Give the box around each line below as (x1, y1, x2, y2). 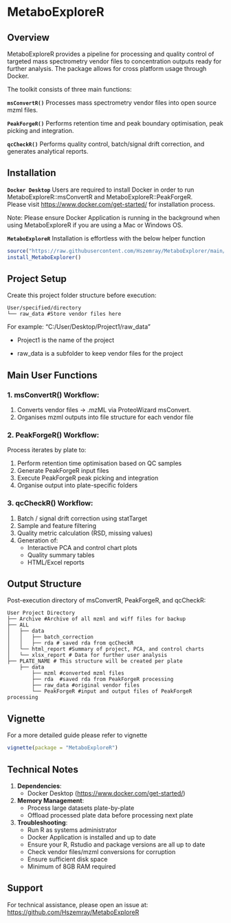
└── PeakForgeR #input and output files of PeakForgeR (32, 688, 192, 695)
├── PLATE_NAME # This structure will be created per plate (7, 658, 184, 665)
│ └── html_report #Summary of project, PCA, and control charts (7, 646, 205, 653)
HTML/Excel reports (27, 558, 85, 566)
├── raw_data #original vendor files (32, 682, 140, 689)
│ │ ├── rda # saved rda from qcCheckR (7, 640, 134, 647)
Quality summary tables (27, 551, 95, 559)
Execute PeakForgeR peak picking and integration (16, 474, 159, 483)
